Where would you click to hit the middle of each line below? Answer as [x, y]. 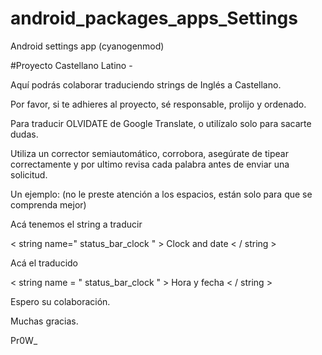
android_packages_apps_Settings [154, 18]
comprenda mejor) [48, 204]
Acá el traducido [44, 263]
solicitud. [29, 174]
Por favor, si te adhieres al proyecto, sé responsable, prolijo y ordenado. [158, 104]
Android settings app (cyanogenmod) [87, 46]
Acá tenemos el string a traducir [76, 224]
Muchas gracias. [44, 321]
